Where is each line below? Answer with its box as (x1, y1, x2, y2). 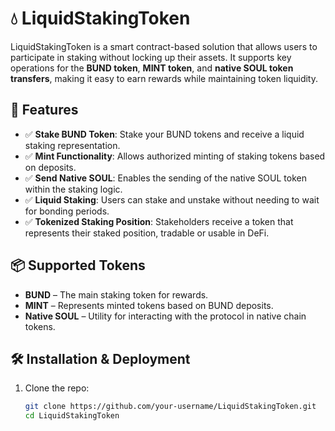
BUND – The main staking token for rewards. (24, 288, 209, 301)
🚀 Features (10, 102, 79, 119)
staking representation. (24, 139, 121, 151)
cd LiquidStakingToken (24, 411, 120, 421)
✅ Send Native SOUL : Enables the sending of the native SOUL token (24, 172, 307, 184)
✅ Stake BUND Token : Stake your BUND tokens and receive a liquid (24, 128, 305, 140)
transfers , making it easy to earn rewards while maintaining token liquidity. (10, 72, 319, 84)
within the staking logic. (24, 183, 123, 195)
